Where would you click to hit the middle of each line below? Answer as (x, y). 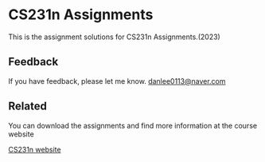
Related (28, 107)
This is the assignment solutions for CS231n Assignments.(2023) (114, 37)
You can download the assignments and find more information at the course (132, 125)
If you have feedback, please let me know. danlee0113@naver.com (117, 81)
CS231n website (35, 149)
